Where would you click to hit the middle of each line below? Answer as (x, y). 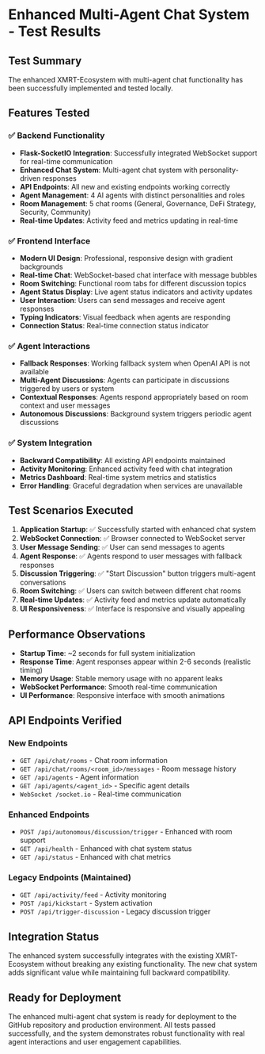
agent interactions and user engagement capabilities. (95, 1042)
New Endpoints (38, 743)
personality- (219, 170)
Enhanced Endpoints (49, 814)
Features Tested (49, 113)
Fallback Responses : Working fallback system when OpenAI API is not (135, 363)
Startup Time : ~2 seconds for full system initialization (107, 653)
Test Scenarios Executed (71, 510)
